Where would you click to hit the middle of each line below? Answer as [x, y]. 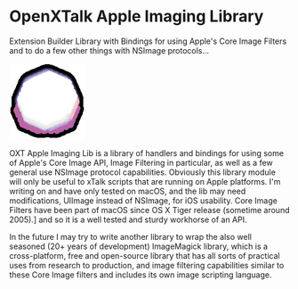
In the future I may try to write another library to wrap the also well [130, 236]
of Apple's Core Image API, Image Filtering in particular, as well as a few [141, 162]
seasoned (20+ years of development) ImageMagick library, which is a [139, 246]
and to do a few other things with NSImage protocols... [109, 50]
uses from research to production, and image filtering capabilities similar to [147, 265]
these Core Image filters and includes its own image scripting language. [141, 275]
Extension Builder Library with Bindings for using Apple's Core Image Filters [148, 41]
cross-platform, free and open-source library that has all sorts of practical [145, 255]
